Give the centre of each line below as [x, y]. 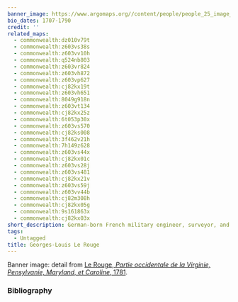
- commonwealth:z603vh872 [52, 73]
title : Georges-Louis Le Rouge [53, 245]
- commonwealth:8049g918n [52, 100]
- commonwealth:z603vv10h [52, 54]
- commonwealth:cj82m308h [52, 198]
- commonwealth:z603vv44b [52, 192]
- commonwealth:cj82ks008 [52, 133]
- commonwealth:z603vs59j [52, 185]
